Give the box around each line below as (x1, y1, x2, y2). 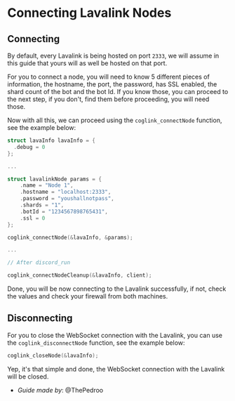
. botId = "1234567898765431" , (20, 208, 109, 215)
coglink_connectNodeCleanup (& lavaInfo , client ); (7, 272, 152, 279)
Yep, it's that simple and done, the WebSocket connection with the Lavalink (7, 364, 225, 373)
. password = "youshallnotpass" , (20, 195, 114, 202)
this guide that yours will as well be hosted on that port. (7, 59, 168, 67)
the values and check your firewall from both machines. (7, 292, 168, 300)
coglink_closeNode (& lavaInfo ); (7, 352, 99, 359)
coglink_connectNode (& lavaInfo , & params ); (7, 234, 133, 241)
